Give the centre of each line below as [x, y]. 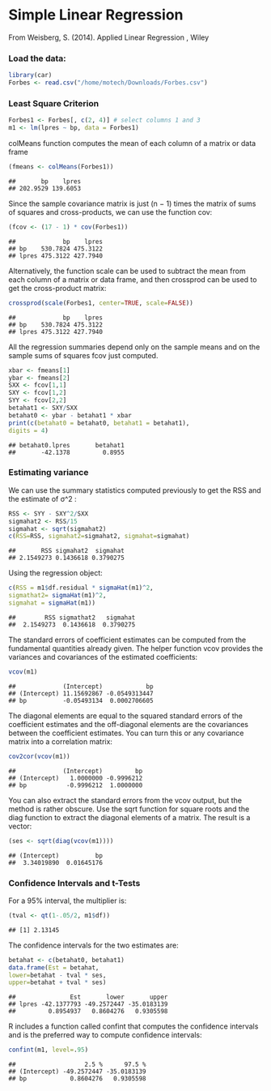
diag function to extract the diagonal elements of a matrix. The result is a [129, 817]
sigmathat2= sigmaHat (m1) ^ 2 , [57, 596]
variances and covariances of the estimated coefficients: [103, 657]
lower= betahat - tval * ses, [57, 975]
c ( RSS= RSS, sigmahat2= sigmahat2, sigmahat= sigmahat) [99, 537]
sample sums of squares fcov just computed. [83, 355]
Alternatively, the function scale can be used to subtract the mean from [127, 271]
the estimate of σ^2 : [42, 498]
